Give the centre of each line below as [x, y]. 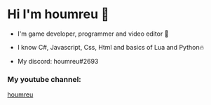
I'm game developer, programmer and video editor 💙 [93, 34]
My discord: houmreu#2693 [58, 61]
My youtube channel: [45, 79]
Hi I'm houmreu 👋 [59, 14]
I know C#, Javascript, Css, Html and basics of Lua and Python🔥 [111, 47]
